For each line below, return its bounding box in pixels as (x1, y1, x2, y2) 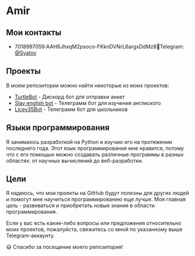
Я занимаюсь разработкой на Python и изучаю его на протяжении (6, 138, 172, 145)
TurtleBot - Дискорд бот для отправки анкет (14, 93, 125, 100)
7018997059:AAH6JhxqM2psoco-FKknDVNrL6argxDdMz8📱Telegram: (14, 43, 184, 50)
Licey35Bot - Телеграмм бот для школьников (14, 106, 128, 113)
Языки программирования (6, 123, 110, 133)
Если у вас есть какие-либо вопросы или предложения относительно (6, 220, 182, 227)
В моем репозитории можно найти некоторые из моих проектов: (6, 82, 170, 89)
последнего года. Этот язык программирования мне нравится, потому (6, 144, 184, 151)
